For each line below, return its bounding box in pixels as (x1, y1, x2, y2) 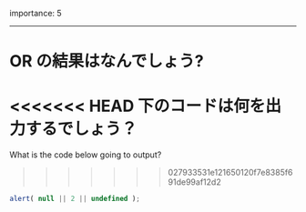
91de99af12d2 (168, 177, 221, 187)
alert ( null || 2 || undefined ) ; (9, 195, 141, 204)
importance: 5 (9, 8, 62, 18)
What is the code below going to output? (9, 149, 162, 160)
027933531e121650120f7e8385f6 (168, 167, 293, 178)
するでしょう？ (25, 118, 138, 139)
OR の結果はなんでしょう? (9, 51, 204, 72)
